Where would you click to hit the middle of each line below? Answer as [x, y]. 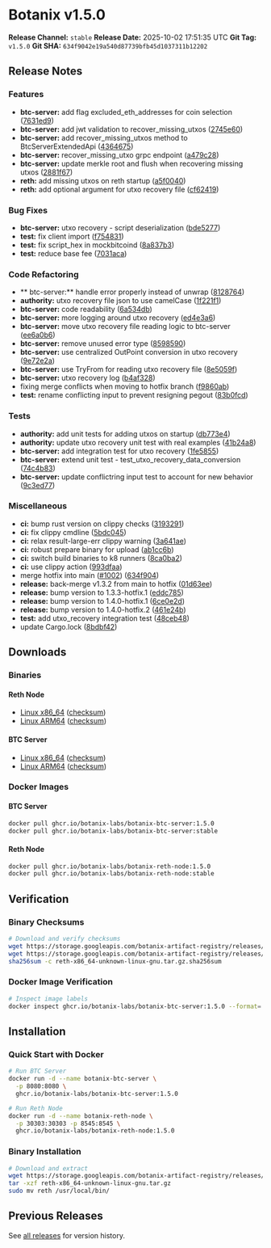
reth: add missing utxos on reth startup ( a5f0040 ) [103, 180]
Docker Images [39, 787]
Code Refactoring [44, 274]
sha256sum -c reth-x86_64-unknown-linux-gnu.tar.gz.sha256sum [115, 961]
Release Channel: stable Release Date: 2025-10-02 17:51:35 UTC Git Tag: [132, 37]
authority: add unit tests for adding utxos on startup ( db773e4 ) [125, 433]
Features [26, 95]
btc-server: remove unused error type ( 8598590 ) [103, 344]
